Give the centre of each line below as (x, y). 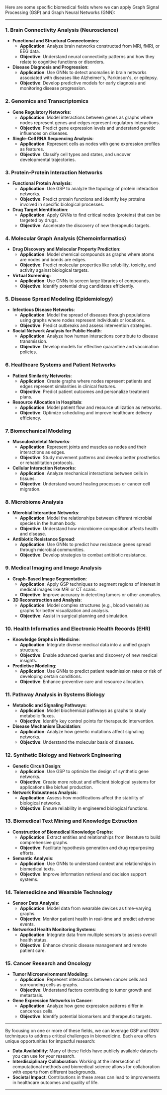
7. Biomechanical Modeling (38, 431)
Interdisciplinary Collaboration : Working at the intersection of (76, 1061)
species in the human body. (48, 523)
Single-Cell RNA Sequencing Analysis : (53, 138)
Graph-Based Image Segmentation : (49, 579)
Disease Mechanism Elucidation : (47, 726)
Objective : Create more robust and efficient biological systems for (87, 782)
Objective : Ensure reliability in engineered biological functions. (84, 808)
